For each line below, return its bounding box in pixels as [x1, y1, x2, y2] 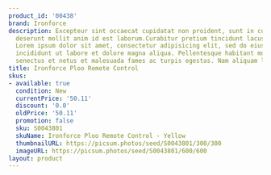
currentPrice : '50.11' [15, 94, 92, 102]
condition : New [15, 86, 67, 95]
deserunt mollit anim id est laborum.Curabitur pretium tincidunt [15, 34, 244, 43]
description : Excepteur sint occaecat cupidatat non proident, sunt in [8, 27, 254, 35]
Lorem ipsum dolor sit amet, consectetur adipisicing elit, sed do [15, 42, 248, 50]
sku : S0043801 [15, 124, 63, 132]
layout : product [8, 154, 63, 162]
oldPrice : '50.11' [15, 110, 78, 118]
